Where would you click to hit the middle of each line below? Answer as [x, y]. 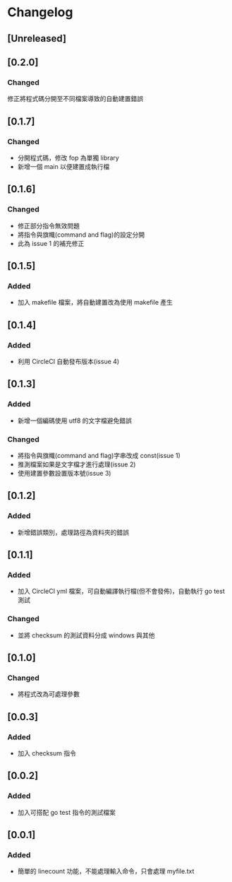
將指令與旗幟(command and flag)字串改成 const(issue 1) [99, 455]
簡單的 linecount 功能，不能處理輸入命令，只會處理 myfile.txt [106, 871]
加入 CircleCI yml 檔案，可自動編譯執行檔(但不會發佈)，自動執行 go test [121, 592]
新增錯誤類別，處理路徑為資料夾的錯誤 [73, 532]
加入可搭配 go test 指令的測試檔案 [67, 812]
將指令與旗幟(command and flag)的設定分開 [81, 235]
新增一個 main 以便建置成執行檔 [63, 166]
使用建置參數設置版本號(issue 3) [64, 473]
